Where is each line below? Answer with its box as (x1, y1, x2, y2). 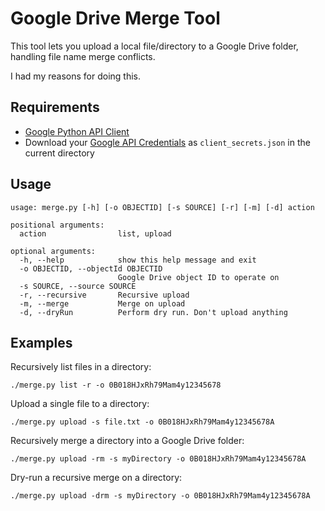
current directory (24, 147, 95, 159)
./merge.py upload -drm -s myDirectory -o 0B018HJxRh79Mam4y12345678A (10, 491, 311, 501)
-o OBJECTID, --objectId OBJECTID (19, 263, 163, 274)
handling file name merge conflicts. (10, 50, 156, 62)
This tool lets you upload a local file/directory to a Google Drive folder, (10, 40, 299, 52)
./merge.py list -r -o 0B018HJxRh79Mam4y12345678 (10, 380, 222, 391)
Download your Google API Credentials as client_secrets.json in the (24, 136, 311, 148)
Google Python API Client (24, 125, 130, 137)
